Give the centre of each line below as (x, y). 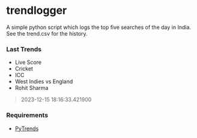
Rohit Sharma (32, 88)
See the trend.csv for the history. (47, 33)
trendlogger (37, 11)
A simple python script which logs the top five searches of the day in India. (98, 27)
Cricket (24, 69)
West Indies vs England (44, 81)
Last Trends (24, 49)
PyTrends (27, 128)
